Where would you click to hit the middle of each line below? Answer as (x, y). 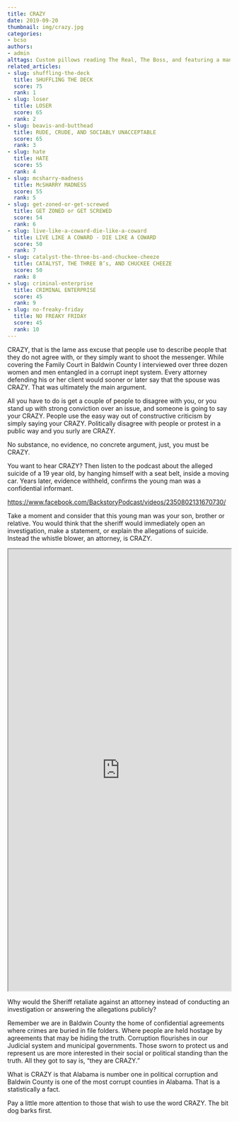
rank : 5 (25, 198)
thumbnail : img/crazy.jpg (45, 27)
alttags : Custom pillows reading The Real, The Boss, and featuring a (113, 60)
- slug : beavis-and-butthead (50, 125)
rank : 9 (25, 303)
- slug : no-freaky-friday (45, 310)
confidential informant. (40, 488)
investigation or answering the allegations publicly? (82, 1009)
